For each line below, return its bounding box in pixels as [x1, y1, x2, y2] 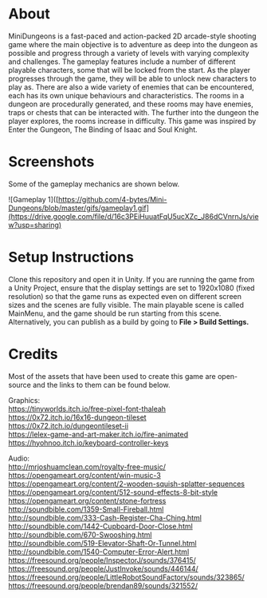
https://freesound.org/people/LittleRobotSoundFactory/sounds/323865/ [8, 572, 245, 582]
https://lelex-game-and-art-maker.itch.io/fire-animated [8, 429, 189, 439]
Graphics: [8, 395, 41, 405]
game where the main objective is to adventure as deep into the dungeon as [8, 39, 258, 49]
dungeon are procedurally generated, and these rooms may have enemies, [8, 99, 253, 109]
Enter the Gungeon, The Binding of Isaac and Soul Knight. [8, 125, 198, 134]
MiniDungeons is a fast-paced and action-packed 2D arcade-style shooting [8, 31, 257, 41]
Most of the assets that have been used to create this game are [8, 371, 217, 381]
